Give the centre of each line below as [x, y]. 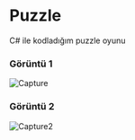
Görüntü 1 [31, 64]
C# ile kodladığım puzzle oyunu [67, 40]
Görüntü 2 [32, 107]
